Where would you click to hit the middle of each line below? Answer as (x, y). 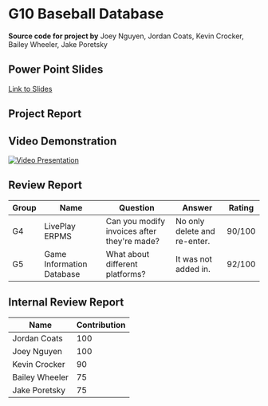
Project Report (45, 114)
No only (190, 221)
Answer (197, 207)
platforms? (126, 274)
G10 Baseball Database (86, 14)
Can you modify (136, 221)
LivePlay (60, 226)
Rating (241, 207)
